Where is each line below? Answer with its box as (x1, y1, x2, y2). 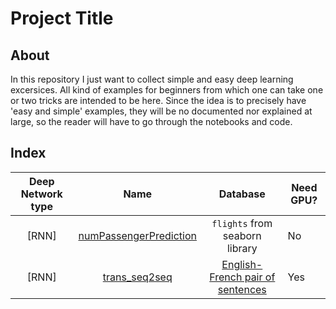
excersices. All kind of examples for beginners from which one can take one (10, 84, 324, 96)
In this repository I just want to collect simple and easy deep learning (10, 73, 294, 85)
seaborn (222, 228, 262, 242)
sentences (217, 282, 267, 296)
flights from (211, 216, 273, 230)
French (209, 270, 243, 284)
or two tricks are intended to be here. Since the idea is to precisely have (10, 95, 307, 106)
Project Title (10, 7, 114, 30)
